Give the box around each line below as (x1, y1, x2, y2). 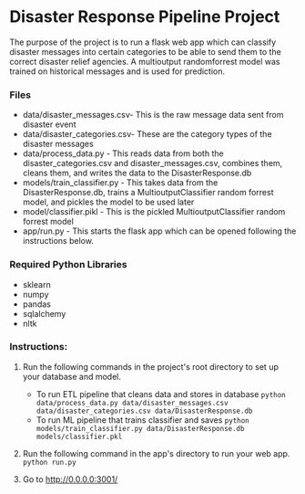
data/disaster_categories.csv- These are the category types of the (22, 129, 272, 140)
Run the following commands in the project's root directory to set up (22, 361, 280, 372)
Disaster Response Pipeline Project (9, 6, 280, 27)
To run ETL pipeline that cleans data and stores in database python (36, 388, 287, 399)
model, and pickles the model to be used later (22, 196, 195, 207)
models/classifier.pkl (36, 432, 123, 441)
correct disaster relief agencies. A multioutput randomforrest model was (9, 56, 280, 67)
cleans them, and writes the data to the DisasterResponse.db (22, 167, 252, 179)
